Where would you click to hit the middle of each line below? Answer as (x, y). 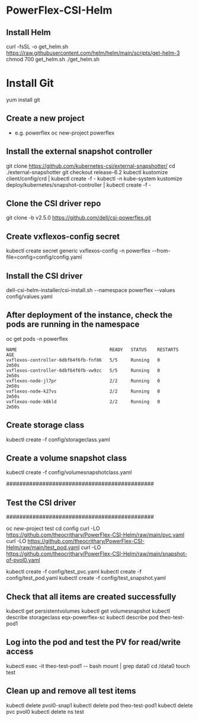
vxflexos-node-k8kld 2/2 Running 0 (83, 402)
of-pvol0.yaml (23, 560)
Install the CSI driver (44, 276)
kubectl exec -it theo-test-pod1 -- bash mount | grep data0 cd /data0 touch (98, 666)
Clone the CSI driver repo (54, 203)
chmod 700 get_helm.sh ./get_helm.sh (53, 59)
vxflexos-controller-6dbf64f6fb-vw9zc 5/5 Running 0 (83, 370)
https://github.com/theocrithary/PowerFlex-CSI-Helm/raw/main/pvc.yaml (95, 535)
